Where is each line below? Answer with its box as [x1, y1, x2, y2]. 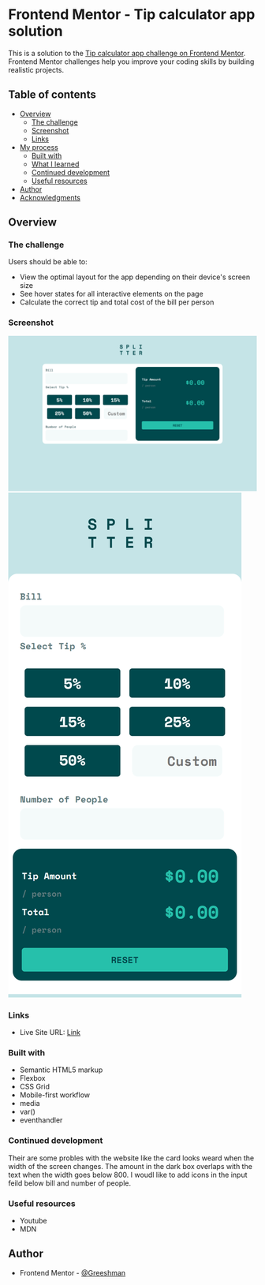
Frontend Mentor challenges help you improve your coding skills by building [8, 57, 255, 66]
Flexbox [19, 1074, 46, 1083]
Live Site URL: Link [19, 1028, 81, 1037]
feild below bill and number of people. [8, 1178, 132, 1188]
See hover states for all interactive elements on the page [19, 289, 203, 299]
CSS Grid [19, 1082, 50, 1092]
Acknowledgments [19, 192, 81, 202]
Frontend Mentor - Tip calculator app [8, 6, 256, 24]
